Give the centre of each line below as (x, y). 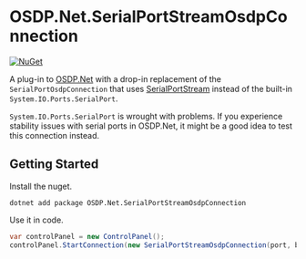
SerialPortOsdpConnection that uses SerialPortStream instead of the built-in (151, 88)
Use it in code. (36, 220)
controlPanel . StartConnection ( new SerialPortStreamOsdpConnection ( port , (150, 245)
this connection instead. (55, 135)
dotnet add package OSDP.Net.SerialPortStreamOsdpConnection (128, 202)
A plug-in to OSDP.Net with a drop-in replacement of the (115, 78)
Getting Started (54, 165)
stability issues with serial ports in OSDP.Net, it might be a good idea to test (151, 126)
